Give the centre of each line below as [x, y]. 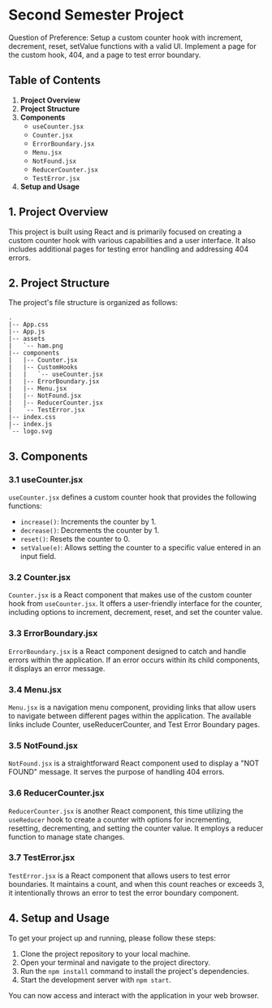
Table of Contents [55, 80]
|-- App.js [27, 332]
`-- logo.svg [30, 432]
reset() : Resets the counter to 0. [75, 539]
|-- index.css [32, 417]
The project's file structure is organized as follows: [93, 303]
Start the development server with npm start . [96, 980]
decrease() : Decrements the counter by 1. [90, 530]
